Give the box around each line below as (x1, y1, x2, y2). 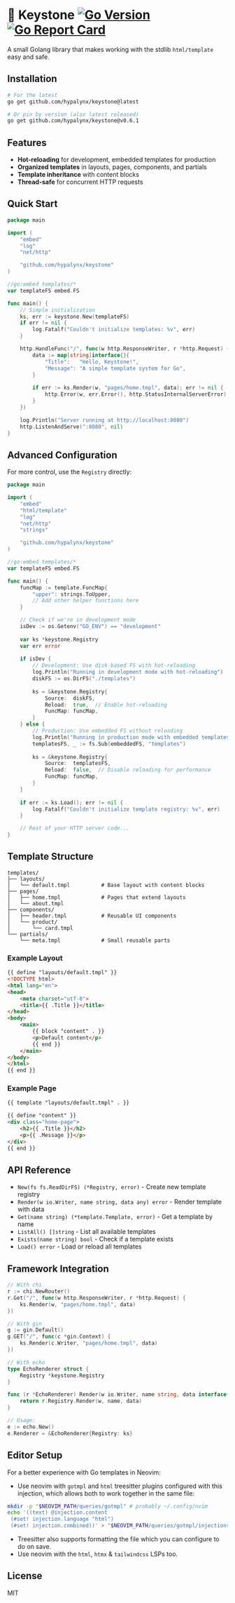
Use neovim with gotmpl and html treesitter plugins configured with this (17, 1482, 222, 1490)
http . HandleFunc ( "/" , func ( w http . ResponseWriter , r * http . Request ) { (20, 345, 230, 352)
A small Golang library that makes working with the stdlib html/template (7, 45, 214, 53)
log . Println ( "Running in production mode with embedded (32, 733, 199, 740)
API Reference (7, 1164, 71, 1176)
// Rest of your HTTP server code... (20, 825, 130, 832)
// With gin (7, 1320, 42, 1327)
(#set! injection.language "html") (10, 1516, 114, 1523)
